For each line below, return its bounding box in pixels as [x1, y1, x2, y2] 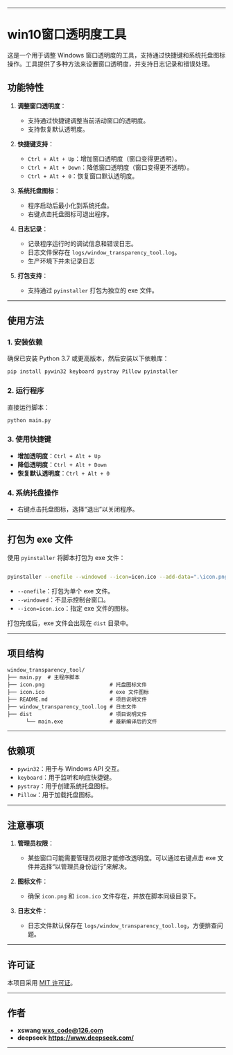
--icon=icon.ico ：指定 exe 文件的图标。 [17, 604, 133, 612]
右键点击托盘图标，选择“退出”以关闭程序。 [17, 505, 139, 514]
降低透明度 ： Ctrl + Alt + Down [17, 460, 107, 469]
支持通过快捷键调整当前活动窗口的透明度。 [27, 116, 150, 125]
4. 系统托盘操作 [7, 488, 59, 498]
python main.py [7, 417, 51, 424]
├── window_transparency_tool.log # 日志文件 [7, 703, 137, 710]
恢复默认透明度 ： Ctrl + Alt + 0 [17, 469, 110, 477]
